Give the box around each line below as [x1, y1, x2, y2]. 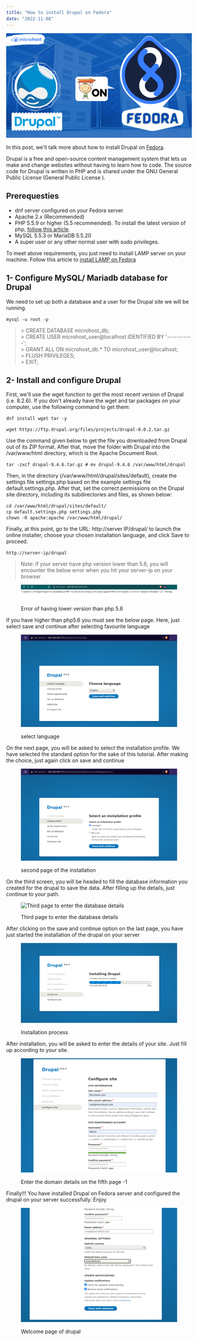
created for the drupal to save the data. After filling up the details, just [6, 884, 175, 892]
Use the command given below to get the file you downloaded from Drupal [6, 437, 187, 444]
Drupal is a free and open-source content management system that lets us [6, 155, 187, 162]
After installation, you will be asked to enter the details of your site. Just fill [6, 1040, 187, 1047]
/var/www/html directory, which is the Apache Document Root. [6, 450, 159, 457]
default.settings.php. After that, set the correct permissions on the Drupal [6, 485, 184, 492]
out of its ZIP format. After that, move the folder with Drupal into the [6, 443, 170, 450]
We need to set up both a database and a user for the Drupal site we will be [6, 298, 189, 305]
